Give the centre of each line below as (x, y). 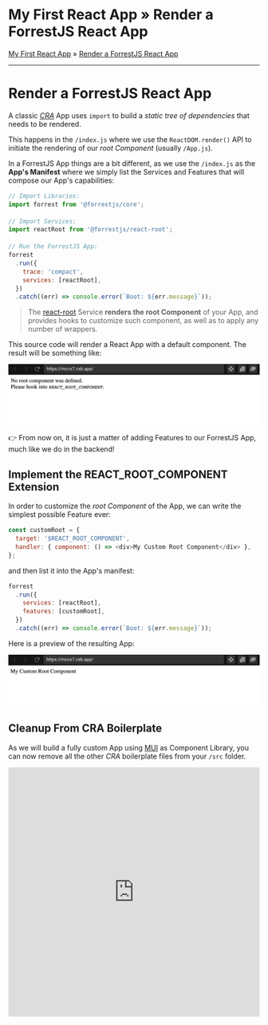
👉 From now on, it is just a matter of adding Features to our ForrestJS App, (132, 438)
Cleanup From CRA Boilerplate (85, 729)
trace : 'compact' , (53, 272)
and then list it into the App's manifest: (71, 570)
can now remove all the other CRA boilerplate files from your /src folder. (127, 756)
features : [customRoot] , (64, 612)
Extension (34, 487)
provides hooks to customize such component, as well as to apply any (143, 321)
